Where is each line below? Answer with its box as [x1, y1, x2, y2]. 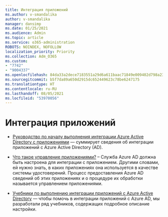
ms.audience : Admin [5, 30, 46, 35]
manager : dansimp [5, 21, 41, 26]
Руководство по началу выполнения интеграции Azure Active [12, 133, 144, 140]
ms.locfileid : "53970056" [5, 95, 59, 100]
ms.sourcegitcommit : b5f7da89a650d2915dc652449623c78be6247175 [5, 77, 140, 82]
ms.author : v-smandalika [5, 12, 57, 17]
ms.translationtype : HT [5, 81, 55, 86]
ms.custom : [5, 58, 28, 63]
